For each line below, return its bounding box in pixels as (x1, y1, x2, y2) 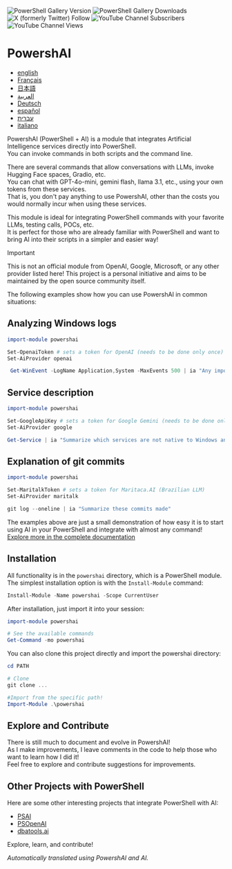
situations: (7, 297, 37, 306)
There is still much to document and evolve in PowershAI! (7, 738, 171, 746)
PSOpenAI (17, 820, 47, 828)
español (17, 106, 40, 114)
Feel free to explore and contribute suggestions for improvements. (7, 760, 196, 769)
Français (17, 76, 42, 84)
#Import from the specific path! (7, 694, 104, 701)
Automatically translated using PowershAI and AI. (7, 854, 149, 862)
